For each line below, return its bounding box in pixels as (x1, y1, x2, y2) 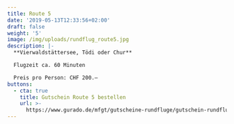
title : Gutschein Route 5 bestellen (19, 93, 127, 101)
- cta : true (13, 87, 49, 94)
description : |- (7, 42, 54, 49)
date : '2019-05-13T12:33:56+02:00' (7, 17, 111, 24)
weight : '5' (7, 29, 42, 37)
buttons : (7, 81, 33, 88)
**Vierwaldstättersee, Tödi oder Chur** (13, 49, 132, 56)
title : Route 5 (7, 10, 52, 17)
